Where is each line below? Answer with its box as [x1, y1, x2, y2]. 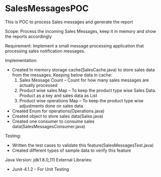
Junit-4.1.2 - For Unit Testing [12, 166, 69, 172]
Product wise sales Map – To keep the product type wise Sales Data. [19, 87, 157, 93]
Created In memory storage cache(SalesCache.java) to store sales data [12, 66, 155, 73]
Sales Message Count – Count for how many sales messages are [19, 77, 149, 83]
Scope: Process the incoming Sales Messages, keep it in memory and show [5, 28, 157, 34]
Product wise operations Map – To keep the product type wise [19, 97, 144, 103]
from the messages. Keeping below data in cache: [12, 72, 113, 78]
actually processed [19, 82, 58, 88]
